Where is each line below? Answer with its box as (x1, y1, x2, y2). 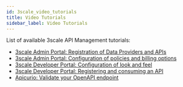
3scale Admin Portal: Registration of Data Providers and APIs (14, 48, 167, 56)
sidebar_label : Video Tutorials (6, 20, 88, 26)
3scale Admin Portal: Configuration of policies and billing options (14, 55, 177, 62)
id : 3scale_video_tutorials (6, 8, 77, 15)
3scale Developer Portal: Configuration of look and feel (14, 61, 152, 68)
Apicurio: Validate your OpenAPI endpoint (14, 74, 119, 82)
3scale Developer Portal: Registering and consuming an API (14, 68, 164, 75)
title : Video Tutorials (6, 14, 66, 21)
